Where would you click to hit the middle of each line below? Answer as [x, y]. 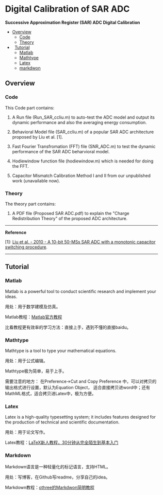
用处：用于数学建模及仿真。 [33, 306]
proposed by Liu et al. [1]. [37, 137]
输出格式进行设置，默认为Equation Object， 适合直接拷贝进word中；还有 [78, 387]
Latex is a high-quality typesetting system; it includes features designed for [81, 417]
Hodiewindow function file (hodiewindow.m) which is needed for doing [83, 161]
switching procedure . [26, 247]
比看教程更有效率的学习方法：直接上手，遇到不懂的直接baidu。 [68, 327]
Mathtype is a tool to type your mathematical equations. [61, 351]
